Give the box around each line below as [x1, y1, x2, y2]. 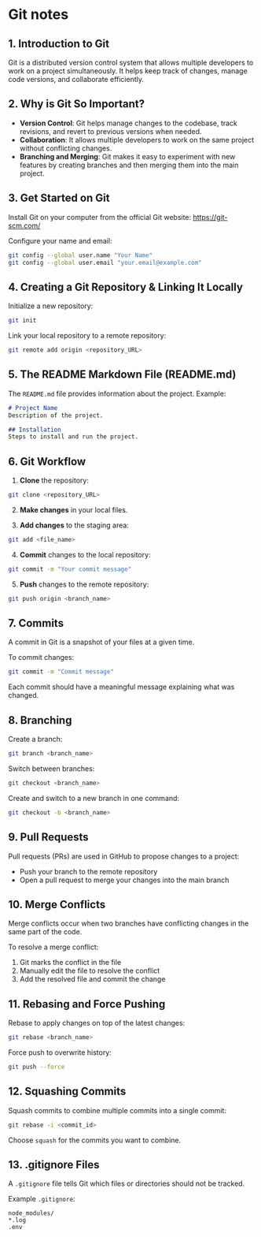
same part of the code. [8, 927, 83, 937]
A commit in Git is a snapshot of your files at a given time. [8, 637, 195, 647]
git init [8, 317, 37, 325]
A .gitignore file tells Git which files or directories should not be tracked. [8, 1179, 245, 1188]
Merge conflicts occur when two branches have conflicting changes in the [8, 918, 249, 928]
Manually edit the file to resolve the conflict [19, 966, 160, 975]
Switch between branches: [8, 763, 95, 773]
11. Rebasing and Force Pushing [8, 997, 166, 1011]
